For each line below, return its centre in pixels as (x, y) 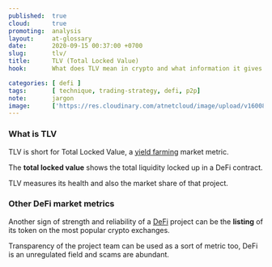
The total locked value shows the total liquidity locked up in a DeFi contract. (136, 167)
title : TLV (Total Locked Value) (74, 61)
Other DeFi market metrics (62, 204)
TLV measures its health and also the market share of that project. (119, 183)
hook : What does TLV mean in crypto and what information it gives (136, 69)
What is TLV (33, 134)
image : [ (32, 106)
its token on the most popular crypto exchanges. (89, 230)
